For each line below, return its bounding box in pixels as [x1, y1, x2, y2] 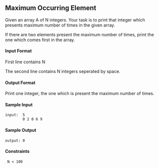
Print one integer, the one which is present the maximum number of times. [5, 91, 155, 96]
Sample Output [5, 127, 37, 133]
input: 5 [5, 113, 25, 118]
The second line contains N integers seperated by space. [5, 69, 121, 74]
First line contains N [5, 59, 45, 65]
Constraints [5, 148, 30, 154]
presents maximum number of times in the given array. [5, 22, 115, 28]
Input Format [5, 48, 32, 54]
